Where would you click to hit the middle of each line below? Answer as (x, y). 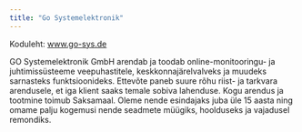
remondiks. (30, 119)
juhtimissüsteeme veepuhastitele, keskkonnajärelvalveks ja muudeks (138, 71)
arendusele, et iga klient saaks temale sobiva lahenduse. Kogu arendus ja (146, 90)
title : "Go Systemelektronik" (67, 18)
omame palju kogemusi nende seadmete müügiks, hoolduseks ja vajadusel (150, 109)
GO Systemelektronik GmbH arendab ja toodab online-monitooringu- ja (142, 61)
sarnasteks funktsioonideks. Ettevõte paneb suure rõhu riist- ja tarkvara (144, 81)
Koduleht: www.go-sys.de (58, 44)
